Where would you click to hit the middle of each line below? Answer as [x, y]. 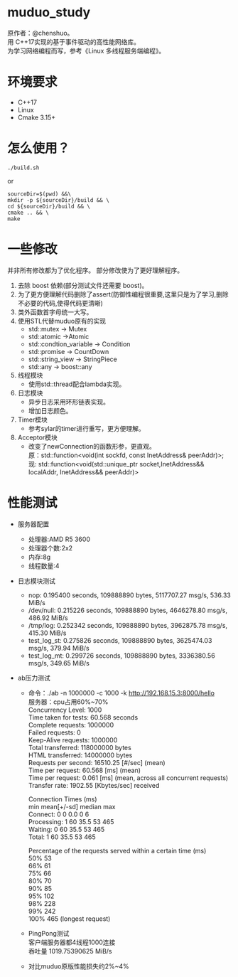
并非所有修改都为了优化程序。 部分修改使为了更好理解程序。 [95, 270]
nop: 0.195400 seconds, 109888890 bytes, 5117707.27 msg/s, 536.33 [129, 595]
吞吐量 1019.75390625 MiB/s [70, 951]
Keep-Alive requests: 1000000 [73, 740]
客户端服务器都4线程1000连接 [72, 942]
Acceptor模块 [38, 437]
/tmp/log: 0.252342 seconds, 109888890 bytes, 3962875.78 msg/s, [128, 625]
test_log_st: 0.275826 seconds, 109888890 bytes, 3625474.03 [120, 640]
